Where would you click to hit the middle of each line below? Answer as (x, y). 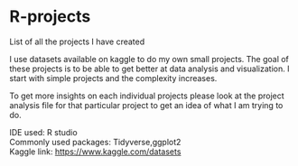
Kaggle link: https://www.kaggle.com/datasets (95, 152)
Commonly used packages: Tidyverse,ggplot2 (95, 142)
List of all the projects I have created (77, 41)
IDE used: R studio (44, 132)
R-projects (50, 17)
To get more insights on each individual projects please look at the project (147, 96)
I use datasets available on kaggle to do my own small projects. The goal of (149, 59)
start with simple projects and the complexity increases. (113, 78)
